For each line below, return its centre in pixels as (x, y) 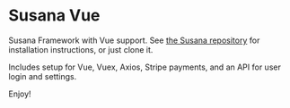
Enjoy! (20, 94)
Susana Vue (54, 16)
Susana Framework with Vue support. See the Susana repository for (134, 40)
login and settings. (43, 76)
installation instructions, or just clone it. (81, 49)
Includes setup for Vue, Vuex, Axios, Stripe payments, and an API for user (145, 67)
